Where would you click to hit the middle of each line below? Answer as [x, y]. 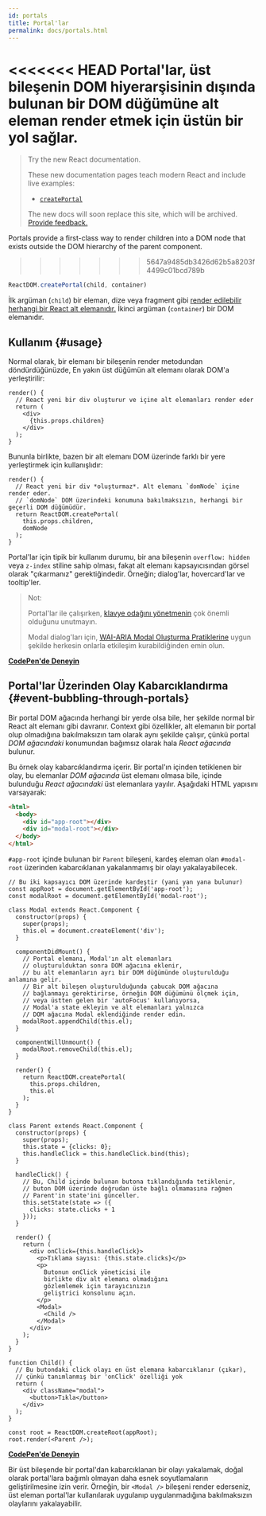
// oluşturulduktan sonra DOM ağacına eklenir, [102, 966]
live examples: [51, 183]
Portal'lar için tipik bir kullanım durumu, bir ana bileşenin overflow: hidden [129, 557]
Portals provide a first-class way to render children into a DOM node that [127, 238]
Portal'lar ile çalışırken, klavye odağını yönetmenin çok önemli [128, 613]
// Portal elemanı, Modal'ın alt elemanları [97, 959]
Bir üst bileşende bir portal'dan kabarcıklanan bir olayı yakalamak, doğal [126, 1470]
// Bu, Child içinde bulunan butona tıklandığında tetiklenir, [129, 1182]
